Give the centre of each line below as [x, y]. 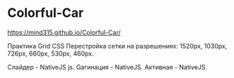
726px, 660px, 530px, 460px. [51, 53]
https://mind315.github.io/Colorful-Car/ [64, 32]
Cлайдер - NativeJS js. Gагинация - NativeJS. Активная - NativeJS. [107, 67]
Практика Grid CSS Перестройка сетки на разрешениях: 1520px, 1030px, [117, 46]
